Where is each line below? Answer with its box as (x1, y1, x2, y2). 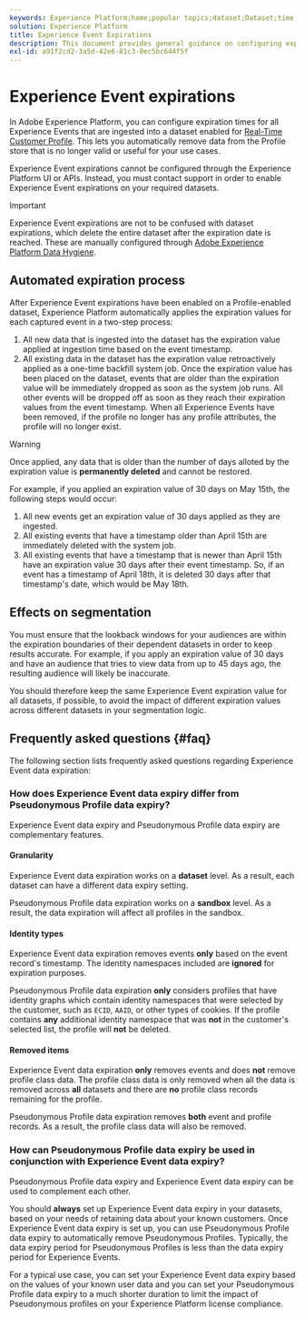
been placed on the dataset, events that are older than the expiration (22, 372, 280, 383)
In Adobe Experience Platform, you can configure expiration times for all (9, 116, 280, 127)
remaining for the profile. (9, 1093, 103, 1105)
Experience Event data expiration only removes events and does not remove (9, 1065, 296, 1076)
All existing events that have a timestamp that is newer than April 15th (22, 549, 282, 560)
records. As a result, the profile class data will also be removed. (9, 1121, 247, 1132)
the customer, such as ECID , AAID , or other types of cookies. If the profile (9, 1004, 280, 1015)
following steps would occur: (9, 493, 118, 504)
